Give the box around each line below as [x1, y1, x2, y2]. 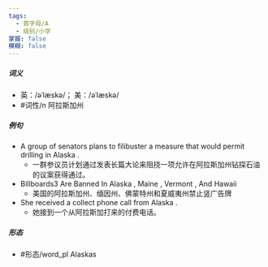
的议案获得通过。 [32, 170, 90, 179]
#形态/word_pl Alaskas [19, 249, 97, 260]
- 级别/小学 [15, 27, 51, 35]
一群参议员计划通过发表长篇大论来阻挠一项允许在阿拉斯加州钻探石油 [32, 160, 261, 170]
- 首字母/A [15, 19, 49, 28]
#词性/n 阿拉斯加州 [19, 101, 84, 110]
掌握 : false [8, 34, 46, 43]
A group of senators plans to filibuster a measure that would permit [19, 141, 245, 151]
